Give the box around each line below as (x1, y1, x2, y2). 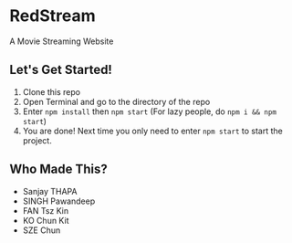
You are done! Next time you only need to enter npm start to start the (22, 125, 283, 136)
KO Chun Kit (22, 215, 69, 226)
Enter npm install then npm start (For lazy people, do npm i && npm (22, 106, 276, 117)
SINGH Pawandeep (22, 195, 96, 206)
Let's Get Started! (9, 62, 112, 78)
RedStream (9, 5, 96, 26)
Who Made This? (9, 162, 108, 177)
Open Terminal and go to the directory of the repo (22, 96, 211, 107)
